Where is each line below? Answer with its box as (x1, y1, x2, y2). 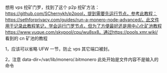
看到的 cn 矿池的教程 (5, 35, 48, 41)
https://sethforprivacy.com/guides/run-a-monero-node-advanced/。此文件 (5, 17, 160, 22)
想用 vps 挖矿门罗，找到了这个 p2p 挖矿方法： (5, 4, 100, 10)
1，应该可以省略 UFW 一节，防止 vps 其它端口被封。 (5, 46, 112, 52)
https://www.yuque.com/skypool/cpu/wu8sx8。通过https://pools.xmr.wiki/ (5, 29, 158, 35)
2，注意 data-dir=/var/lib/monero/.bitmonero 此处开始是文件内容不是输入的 (5, 57, 159, 62)
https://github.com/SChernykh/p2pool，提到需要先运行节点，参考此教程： (5, 10, 158, 16)
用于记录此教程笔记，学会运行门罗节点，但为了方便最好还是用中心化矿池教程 (5, 23, 162, 29)
